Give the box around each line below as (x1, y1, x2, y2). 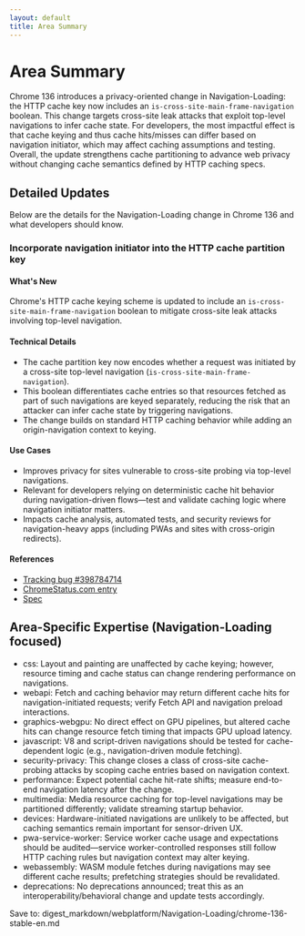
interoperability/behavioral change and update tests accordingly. (22, 890, 266, 901)
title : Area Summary (9, 22, 88, 31)
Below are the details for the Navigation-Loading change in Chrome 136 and (9, 209, 294, 220)
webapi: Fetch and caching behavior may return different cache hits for (22, 687, 290, 697)
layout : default (9, 13, 71, 23)
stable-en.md (9, 917, 60, 929)
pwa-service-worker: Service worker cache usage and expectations (22, 832, 280, 843)
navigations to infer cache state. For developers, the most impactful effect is (9, 120, 296, 131)
